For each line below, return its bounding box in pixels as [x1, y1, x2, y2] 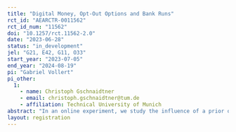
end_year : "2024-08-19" [7, 62, 77, 69]
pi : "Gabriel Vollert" [7, 68, 74, 75]
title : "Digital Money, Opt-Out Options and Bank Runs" [7, 10, 174, 17]
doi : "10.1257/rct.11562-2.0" [7, 29, 96, 37]
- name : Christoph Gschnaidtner [20, 88, 114, 95]
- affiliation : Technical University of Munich [20, 101, 162, 108]
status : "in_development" [7, 43, 83, 50]
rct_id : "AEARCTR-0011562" [7, 17, 86, 24]
